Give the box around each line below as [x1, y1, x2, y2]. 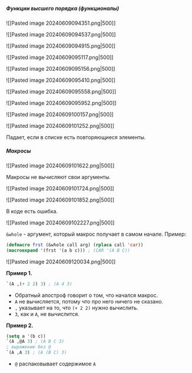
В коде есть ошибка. [6, 207, 58, 214]
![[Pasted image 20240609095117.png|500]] [6, 54, 114, 61]
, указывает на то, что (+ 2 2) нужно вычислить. [14, 304, 138, 311]
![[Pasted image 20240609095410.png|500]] [6, 77, 116, 84]
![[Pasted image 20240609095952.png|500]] [6, 99, 117, 106]
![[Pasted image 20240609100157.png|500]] [6, 111, 114, 118]
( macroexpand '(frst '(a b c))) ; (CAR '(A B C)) [6, 247, 131, 253]
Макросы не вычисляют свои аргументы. [6, 173, 111, 180]
